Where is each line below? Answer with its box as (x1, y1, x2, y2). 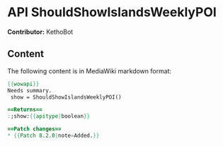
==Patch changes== (7, 126, 62, 133)
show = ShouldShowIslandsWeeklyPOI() (10, 93, 122, 101)
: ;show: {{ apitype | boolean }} (7, 113, 91, 120)
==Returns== (7, 107, 42, 114)
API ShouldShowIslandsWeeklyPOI (7, 4, 217, 20)
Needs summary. (7, 87, 52, 94)
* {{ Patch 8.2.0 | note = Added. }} (7, 132, 100, 139)
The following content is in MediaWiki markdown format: (7, 66, 172, 75)
